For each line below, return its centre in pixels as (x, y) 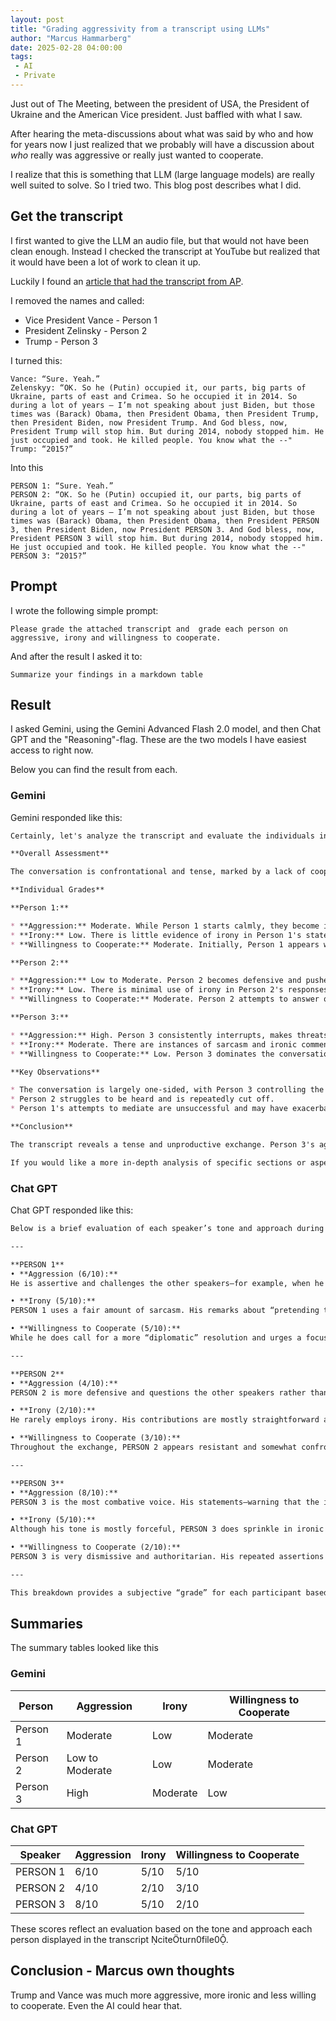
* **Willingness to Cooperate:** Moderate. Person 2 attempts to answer (165, 999)
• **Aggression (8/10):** (64, 1492)
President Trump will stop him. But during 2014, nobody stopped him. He (167, 431)
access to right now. (52, 750)
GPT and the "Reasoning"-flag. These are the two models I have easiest (158, 740)
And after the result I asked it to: (76, 656)
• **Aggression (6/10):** (64, 1274)
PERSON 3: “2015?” (48, 556)
